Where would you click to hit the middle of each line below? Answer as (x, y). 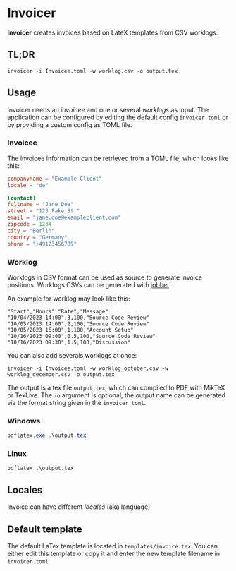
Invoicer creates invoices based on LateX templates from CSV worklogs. (113, 32)
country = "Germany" (38, 237)
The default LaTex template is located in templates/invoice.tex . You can (113, 546)
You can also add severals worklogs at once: (72, 355)
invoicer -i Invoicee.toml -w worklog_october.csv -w (88, 368)
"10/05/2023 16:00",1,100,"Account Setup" (70, 330)
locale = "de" (28, 185)
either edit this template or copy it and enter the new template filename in (114, 553)
